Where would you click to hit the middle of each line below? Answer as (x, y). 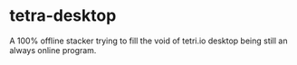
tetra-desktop (63, 16)
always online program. (53, 50)
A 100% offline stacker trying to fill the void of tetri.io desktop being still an (148, 41)
